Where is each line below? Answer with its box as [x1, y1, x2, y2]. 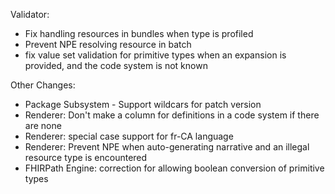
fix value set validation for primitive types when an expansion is [24, 49, 287, 61]
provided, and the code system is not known [24, 60, 208, 71]
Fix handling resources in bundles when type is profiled [24, 28, 254, 39]
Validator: [10, 9, 50, 20]
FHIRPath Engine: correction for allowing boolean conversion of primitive [24, 162, 325, 174]
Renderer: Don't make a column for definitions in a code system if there [24, 109, 320, 121]
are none [24, 120, 62, 131]
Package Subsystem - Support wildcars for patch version [24, 99, 262, 110]
